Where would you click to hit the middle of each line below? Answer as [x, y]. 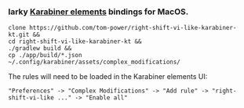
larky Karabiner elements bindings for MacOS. [98, 12]
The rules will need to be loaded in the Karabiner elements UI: [108, 77]
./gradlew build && [40, 49]
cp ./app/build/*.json [45, 56]
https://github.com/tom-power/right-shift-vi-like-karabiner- [133, 28]
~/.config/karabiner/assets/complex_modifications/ [94, 62]
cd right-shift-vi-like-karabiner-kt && [75, 41]
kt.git [19, 35]
